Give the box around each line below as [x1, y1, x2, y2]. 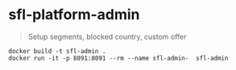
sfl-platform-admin [8, 6, 140, 24]
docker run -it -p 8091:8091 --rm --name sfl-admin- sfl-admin [8, 54, 229, 62]
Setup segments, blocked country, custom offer [27, 32, 187, 41]
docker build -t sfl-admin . [8, 47, 106, 55]
